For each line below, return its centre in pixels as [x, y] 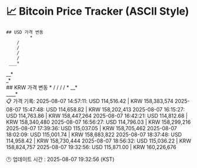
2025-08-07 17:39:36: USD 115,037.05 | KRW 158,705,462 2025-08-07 [92, 128]
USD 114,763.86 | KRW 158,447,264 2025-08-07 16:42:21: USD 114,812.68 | [97, 116]
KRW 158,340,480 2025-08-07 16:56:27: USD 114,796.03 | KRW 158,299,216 [98, 122]
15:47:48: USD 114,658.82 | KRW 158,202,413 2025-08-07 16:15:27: [104, 109]
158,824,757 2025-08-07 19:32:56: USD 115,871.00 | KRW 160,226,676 [91, 147]
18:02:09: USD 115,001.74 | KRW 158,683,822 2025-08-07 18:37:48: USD [94, 134]
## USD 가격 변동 [25, 32]
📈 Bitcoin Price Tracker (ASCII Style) [98, 11]
